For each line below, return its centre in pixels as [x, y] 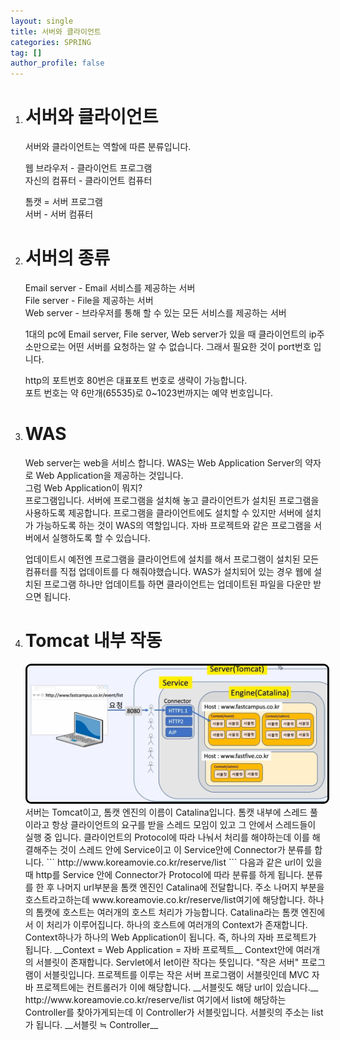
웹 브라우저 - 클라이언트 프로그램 [88, 168]
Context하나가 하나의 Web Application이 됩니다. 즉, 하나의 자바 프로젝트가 [170, 937]
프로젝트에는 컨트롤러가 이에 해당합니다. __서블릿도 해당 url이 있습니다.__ [177, 987]
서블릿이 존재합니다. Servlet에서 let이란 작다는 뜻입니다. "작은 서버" [167, 962]
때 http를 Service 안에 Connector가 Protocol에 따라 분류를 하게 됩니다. [164, 874]
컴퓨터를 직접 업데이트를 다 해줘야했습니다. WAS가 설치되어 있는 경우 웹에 [168, 571]
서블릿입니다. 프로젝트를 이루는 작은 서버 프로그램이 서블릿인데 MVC [176, 974]
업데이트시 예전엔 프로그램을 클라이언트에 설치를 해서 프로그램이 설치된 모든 [172, 559]
